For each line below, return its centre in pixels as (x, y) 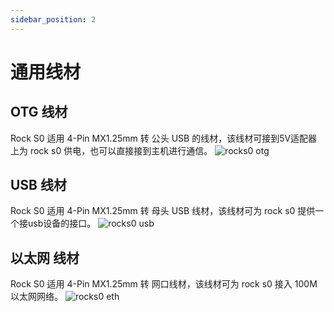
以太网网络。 (36, 297)
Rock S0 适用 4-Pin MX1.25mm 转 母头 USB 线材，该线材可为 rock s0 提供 (163, 211)
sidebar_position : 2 (53, 19)
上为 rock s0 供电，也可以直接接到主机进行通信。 (111, 150)
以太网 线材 (45, 257)
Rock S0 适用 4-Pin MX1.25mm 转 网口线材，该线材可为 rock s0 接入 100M (164, 284)
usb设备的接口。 (62, 223)
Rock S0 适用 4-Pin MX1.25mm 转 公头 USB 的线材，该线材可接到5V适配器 (164, 138)
